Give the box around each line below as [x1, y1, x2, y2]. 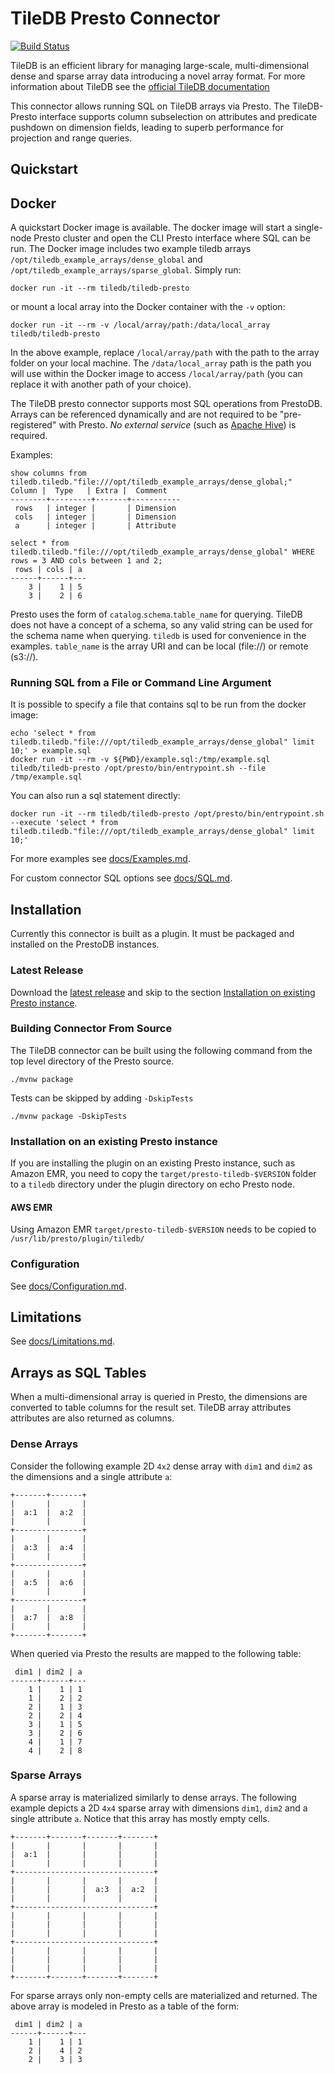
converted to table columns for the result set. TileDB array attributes [10, 1402, 292, 1414]
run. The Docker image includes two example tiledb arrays [10, 243, 252, 255]
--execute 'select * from [10, 818, 118, 828]
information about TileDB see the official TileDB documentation [10, 80, 270, 92]
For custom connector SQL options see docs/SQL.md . [10, 872, 233, 884]
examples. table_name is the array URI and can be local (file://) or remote [10, 640, 309, 652]
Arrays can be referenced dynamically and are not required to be [10, 408, 278, 421]
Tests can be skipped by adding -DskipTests [10, 1092, 194, 1104]
